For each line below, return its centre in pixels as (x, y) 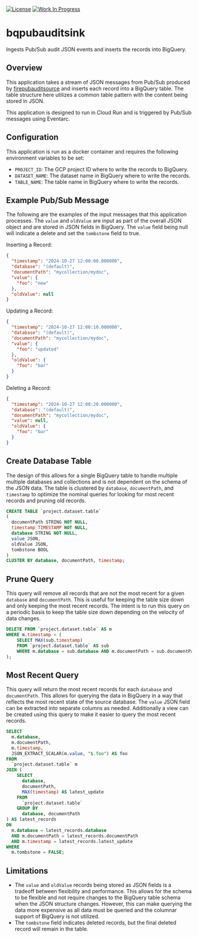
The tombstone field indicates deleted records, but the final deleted (95, 923)
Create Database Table (49, 461)
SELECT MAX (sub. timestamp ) (50, 640)
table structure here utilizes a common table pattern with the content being (97, 95)
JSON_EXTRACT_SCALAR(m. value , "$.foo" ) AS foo (70, 753)
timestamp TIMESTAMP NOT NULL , (50, 528)
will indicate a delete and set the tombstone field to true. (73, 233)
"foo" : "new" (33, 283)
